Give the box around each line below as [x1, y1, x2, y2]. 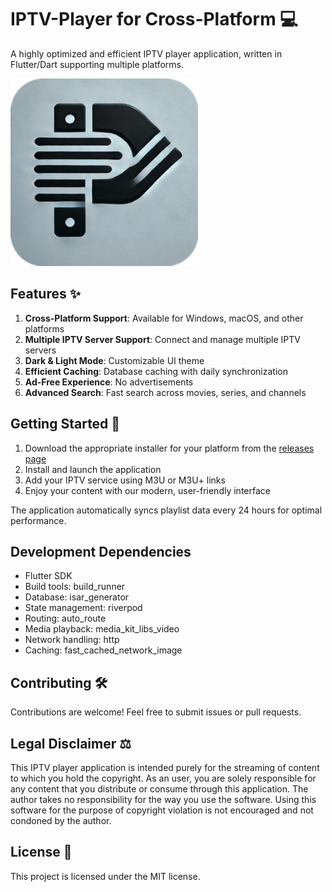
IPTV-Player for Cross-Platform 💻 [10, 8, 299, 31]
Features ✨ [10, 286, 81, 303]
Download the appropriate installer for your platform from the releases [24, 442, 315, 454]
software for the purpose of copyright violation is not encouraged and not [10, 804, 314, 816]
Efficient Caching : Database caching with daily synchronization [24, 365, 288, 377]
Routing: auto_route [24, 612, 107, 625]
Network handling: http [24, 634, 120, 646]
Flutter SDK [24, 570, 73, 582]
